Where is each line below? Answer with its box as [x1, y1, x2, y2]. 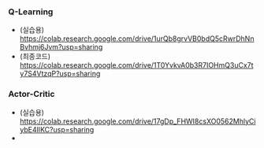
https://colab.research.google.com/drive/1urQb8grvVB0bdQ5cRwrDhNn [19, 34, 255, 43]
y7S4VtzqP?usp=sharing [19, 69, 101, 79]
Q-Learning [8, 6, 54, 17]
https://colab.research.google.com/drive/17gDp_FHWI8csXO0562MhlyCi [19, 117, 256, 126]
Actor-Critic [8, 89, 55, 100]
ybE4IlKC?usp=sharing [19, 124, 95, 134]
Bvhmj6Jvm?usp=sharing [19, 43, 103, 52]
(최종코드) [19, 52, 51, 61]
